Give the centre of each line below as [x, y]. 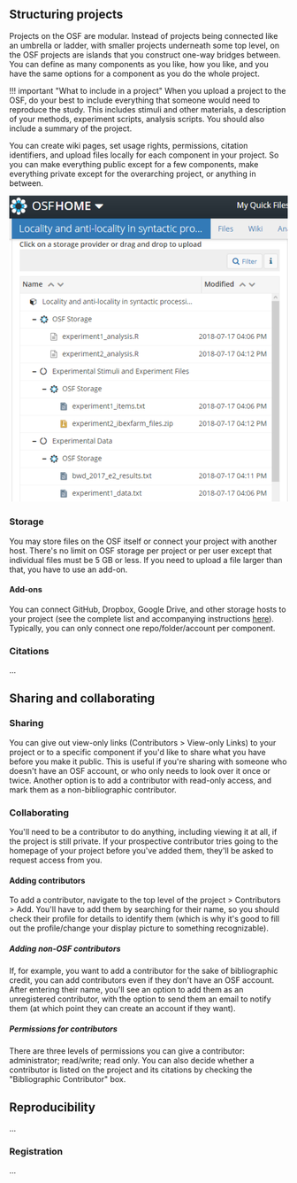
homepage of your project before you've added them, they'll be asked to [141, 851]
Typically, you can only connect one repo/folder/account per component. [142, 628]
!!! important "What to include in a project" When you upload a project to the [148, 90]
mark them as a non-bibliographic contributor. [93, 789]
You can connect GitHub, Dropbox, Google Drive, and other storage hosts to [148, 609]
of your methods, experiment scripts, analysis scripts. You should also [137, 119]
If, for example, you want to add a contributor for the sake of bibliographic [144, 971]
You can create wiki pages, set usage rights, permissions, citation [129, 145]
